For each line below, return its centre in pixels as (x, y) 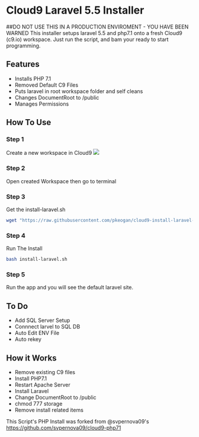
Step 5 (16, 275)
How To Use (29, 122)
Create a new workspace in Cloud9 (49, 153)
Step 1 (15, 139)
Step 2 (16, 168)
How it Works (31, 358)
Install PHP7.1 (31, 378)
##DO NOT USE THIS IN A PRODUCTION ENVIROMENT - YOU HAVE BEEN (97, 27)
